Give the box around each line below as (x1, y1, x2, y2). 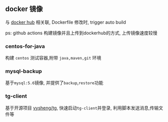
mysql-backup (5, 68, 42, 75)
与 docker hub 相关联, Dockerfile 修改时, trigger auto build (5, 19, 127, 25)
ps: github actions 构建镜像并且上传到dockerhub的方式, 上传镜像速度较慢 (5, 30, 158, 36)
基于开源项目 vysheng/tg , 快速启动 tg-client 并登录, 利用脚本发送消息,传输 (5, 105, 159, 111)
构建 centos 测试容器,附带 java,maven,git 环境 (5, 55, 101, 61)
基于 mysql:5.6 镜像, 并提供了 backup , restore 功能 (5, 80, 104, 86)
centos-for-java (5, 42, 45, 49)
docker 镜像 (5, 5, 43, 14)
